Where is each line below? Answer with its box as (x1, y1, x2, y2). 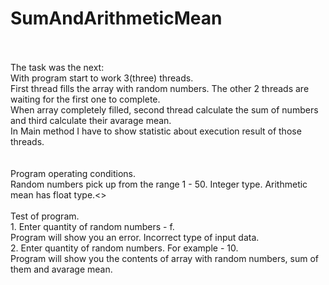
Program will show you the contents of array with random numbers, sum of (10, 252, 319, 264)
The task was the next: (10, 61, 105, 73)
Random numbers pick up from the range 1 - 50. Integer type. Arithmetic (10, 178, 308, 190)
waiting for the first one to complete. (10, 93, 161, 105)
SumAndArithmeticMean (10, 7, 223, 30)
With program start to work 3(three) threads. (10, 72, 194, 84)
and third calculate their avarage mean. (10, 114, 172, 126)
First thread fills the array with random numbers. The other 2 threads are (10, 82, 310, 94)
